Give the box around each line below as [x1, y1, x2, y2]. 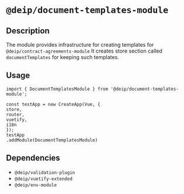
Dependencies [6, 153, 60, 163]
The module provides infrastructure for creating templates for [6, 41, 154, 48]
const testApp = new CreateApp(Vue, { [6, 101, 100, 107]
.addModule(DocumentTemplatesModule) [6, 137, 98, 143]
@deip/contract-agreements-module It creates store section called [6, 47, 162, 54]
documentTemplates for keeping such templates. [6, 54, 120, 60]
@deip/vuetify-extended [14, 176, 73, 182]
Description [6, 26, 50, 36]
